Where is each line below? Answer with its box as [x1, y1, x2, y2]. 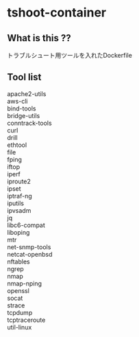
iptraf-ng [7, 191, 32, 200]
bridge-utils [7, 111, 40, 119]
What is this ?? [7, 32, 71, 44]
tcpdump [7, 308, 33, 316]
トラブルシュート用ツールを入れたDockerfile [7, 51, 132, 59]
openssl [7, 286, 29, 294]
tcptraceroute [7, 316, 46, 324]
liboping [7, 228, 30, 236]
